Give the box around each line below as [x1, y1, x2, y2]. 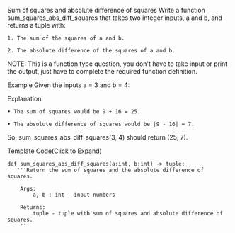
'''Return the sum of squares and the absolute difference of [16, 166, 204, 174]
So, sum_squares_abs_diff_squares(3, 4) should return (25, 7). [7, 133, 188, 141]
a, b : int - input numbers [33, 191, 115, 198]
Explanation [7, 95, 42, 103]
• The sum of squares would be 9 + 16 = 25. [7, 108, 141, 115]
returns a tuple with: [7, 21, 66, 29]
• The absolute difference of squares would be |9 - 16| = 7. [7, 120, 195, 127]
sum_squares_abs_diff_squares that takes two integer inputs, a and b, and [7, 13, 223, 22]
